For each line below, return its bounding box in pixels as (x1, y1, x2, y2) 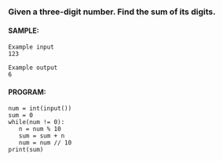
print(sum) (8, 146, 44, 154)
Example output (8, 64, 58, 72)
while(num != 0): (8, 119, 65, 126)
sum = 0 (8, 112, 34, 119)
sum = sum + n (18, 132, 65, 140)
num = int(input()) (8, 104, 72, 112)
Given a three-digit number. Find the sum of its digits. (8, 6, 216, 17)
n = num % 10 (18, 125, 61, 134)
